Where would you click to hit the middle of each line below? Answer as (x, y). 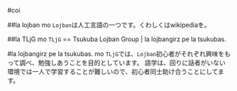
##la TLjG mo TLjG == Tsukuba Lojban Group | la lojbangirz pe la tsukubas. (117, 39)
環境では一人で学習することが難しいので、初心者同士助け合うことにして (113, 71)
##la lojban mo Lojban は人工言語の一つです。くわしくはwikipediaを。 (109, 25)
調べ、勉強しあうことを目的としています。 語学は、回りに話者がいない (122, 63)
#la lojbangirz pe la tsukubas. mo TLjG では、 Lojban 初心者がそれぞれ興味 (113, 54)
